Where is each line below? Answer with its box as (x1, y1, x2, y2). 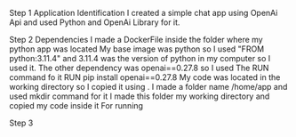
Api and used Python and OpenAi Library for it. (9, 17, 180, 28)
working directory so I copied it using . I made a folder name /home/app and (9, 82, 288, 92)
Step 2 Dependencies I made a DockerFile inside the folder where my (9, 35, 264, 44)
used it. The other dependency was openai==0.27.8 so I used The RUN (9, 62, 269, 73)
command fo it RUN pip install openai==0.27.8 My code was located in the (9, 72, 281, 83)
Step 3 (9, 117, 34, 128)
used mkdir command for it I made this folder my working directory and (9, 91, 270, 101)
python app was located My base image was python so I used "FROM (9, 44, 265, 54)
